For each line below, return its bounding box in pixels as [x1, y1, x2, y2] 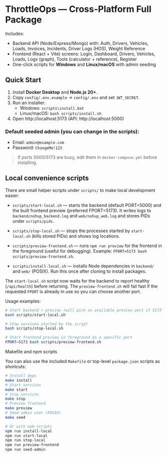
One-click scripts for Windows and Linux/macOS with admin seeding [12, 61, 156, 67]
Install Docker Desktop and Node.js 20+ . [12, 89, 98, 95]
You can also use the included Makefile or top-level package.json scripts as [5, 358, 161, 364]
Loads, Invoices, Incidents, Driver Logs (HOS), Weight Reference [12, 45, 146, 51]
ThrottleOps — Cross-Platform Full [5, 3, 152, 15]
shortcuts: [5, 364, 26, 370]
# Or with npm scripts [5, 424, 52, 429]
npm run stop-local [5, 438, 46, 443]
